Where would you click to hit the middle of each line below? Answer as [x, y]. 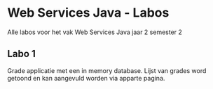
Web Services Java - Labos [88, 13]
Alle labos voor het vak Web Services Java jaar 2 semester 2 [95, 32]
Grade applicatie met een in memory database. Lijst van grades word [107, 70]
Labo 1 [22, 54]
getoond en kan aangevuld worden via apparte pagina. [86, 78]
